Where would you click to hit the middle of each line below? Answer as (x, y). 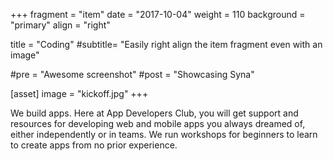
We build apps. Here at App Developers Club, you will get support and (154, 113)
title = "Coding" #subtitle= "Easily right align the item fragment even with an (166, 44)
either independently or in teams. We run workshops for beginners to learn (164, 134)
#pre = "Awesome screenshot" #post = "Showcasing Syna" (132, 74)
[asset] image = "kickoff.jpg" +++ (79, 93)
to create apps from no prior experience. (94, 145)
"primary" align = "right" (60, 25)
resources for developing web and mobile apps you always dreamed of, (158, 123)
